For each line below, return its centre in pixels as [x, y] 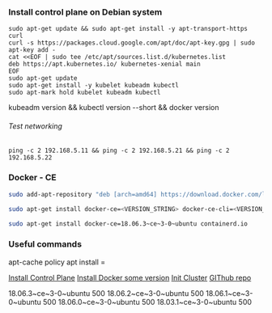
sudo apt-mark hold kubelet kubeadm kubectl [85, 93]
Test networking [36, 126]
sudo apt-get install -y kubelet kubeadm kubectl [94, 86]
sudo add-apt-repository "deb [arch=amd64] [83, 194]
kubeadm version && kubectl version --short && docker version [114, 108]
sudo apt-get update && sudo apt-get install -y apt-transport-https [128, 29]
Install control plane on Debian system [85, 12]
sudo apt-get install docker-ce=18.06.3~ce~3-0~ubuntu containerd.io [128, 224]
